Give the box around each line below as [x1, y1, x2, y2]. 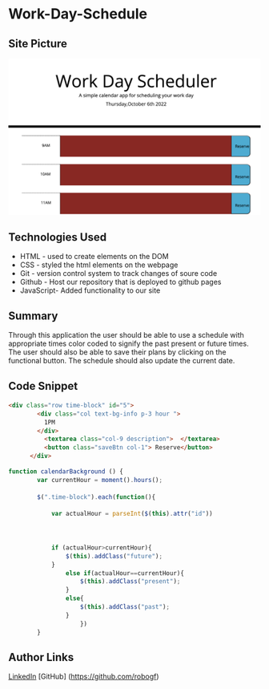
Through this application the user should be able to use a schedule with [8, 330, 244, 340]
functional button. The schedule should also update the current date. [8, 356, 235, 366]
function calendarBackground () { [8, 468, 124, 476]
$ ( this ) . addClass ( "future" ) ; [65, 552, 163, 560]
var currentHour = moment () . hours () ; [37, 476, 163, 484]
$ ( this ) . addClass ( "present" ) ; [79, 578, 181, 586]
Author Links [8, 650, 74, 664]
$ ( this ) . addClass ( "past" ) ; [79, 603, 171, 611]
